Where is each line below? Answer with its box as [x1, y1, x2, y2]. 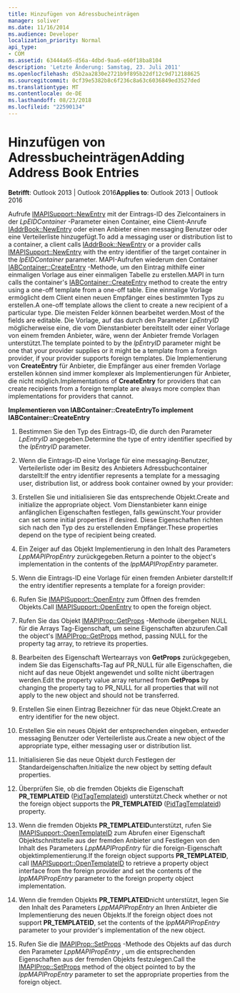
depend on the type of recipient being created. [18, 530, 156, 539]
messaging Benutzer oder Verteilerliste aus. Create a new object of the [18, 734, 226, 742]
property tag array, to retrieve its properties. [18, 639, 149, 647]
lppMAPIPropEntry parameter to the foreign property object [18, 874, 194, 882]
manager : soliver [8, 17, 60, 24]
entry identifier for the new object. [18, 712, 120, 721]
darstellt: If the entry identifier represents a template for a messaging [18, 471, 220, 479]
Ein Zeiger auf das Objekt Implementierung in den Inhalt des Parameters [18, 544, 231, 553]
